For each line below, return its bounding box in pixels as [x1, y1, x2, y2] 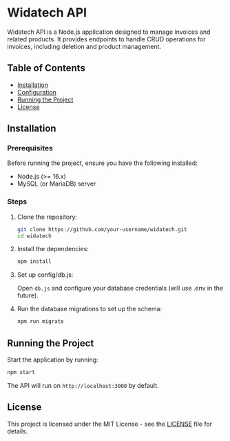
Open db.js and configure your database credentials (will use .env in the [17, 284, 224, 293]
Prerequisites [7, 144, 53, 153]
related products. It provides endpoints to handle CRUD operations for [7, 35, 206, 43]
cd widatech [17, 233, 52, 239]
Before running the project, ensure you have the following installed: [7, 159, 198, 167]
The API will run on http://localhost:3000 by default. [7, 381, 160, 389]
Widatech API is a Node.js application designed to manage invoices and [7, 28, 211, 36]
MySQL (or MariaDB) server [17, 179, 96, 188]
